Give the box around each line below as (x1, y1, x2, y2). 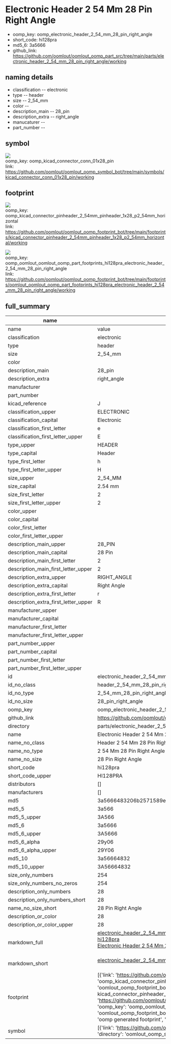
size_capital (8, 483, 36, 490)
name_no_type (8, 747, 43, 754)
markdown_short (8, 960, 48, 967)
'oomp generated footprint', (97, 1016, 164, 1023)
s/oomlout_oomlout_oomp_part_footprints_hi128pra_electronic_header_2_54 (5, 281, 164, 288)
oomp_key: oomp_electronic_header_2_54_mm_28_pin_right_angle (12, 31, 153, 37)
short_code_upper (8, 772, 51, 779)
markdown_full (8, 939, 43, 946)
